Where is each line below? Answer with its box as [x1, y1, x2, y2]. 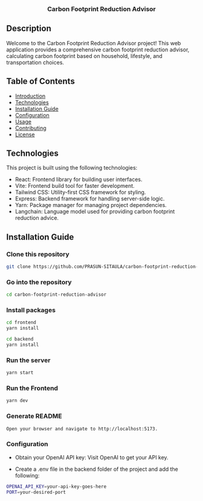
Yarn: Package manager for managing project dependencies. [14, 202, 167, 209]
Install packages [6, 306, 56, 314]
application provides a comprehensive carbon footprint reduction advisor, [6, 46, 190, 53]
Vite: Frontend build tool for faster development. [14, 182, 135, 190]
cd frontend [6, 319, 36, 326]
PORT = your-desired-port [6, 489, 66, 495]
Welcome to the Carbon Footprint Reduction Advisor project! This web [6, 39, 181, 46]
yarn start [6, 370, 34, 376]
